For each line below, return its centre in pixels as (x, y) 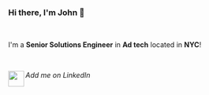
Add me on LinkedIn (58, 75)
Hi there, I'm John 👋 (47, 13)
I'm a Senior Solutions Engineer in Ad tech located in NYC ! (105, 45)
